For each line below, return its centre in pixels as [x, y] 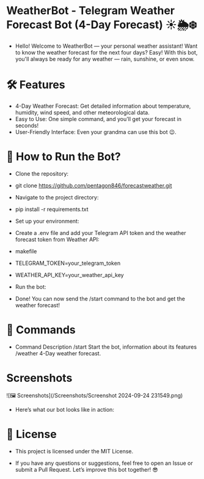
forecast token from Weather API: [57, 239]
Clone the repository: [42, 173]
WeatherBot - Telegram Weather [91, 11]
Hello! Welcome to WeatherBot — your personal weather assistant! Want [106, 46]
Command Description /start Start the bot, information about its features [106, 347]
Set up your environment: [47, 221]
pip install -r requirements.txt [52, 209]
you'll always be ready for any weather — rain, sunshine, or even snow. [105, 59]
